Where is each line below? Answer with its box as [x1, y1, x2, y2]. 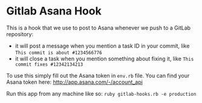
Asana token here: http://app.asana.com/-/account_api [6, 78, 143, 86]
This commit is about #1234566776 [15, 49, 102, 55]
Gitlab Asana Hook [6, 4, 102, 18]
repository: [6, 30, 34, 37]
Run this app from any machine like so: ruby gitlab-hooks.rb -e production [6, 90, 197, 97]
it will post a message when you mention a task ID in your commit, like [15, 42, 190, 49]
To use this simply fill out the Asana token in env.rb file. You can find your [6, 72, 190, 79]
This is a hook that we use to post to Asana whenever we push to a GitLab [6, 24, 191, 31]
